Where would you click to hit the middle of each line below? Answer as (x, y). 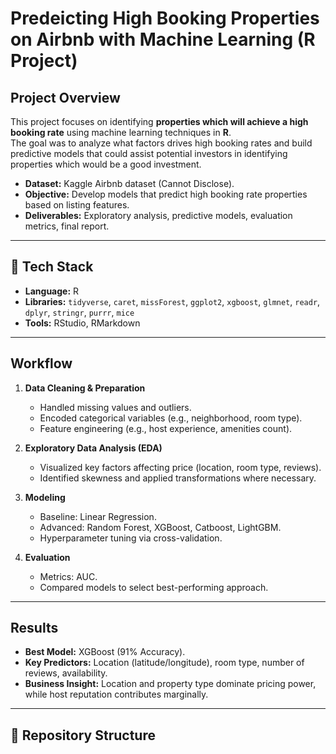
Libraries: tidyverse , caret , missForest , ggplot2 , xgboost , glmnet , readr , (172, 301)
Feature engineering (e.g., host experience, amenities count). (166, 428)
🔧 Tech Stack (52, 267)
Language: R (52, 291)
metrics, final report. (67, 226)
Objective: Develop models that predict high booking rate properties (166, 194)
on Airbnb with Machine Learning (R (163, 39)
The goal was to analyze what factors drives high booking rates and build (161, 143)
